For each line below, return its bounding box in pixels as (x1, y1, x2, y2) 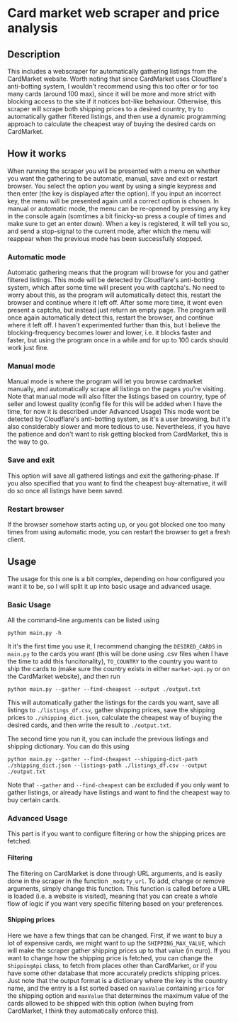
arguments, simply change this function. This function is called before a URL (7, 884, 230, 892)
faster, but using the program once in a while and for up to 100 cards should (7, 336, 229, 344)
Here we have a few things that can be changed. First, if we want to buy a (7, 931, 222, 940)
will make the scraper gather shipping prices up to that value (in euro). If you (7, 946, 231, 955)
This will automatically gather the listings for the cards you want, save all (7, 698, 220, 707)
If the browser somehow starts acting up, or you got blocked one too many (7, 520, 226, 529)
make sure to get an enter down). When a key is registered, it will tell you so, (7, 219, 230, 228)
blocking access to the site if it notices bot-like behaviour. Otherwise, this (7, 97, 222, 106)
